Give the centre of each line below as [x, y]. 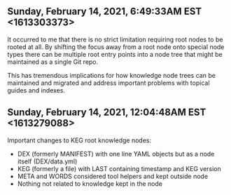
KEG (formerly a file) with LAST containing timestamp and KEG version [119, 168]
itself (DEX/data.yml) [47, 161]
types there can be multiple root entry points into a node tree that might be [115, 54]
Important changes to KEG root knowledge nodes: [79, 140]
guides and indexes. [36, 90]
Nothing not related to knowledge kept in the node [90, 183]
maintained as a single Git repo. [53, 62]
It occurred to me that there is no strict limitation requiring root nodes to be [115, 39]
